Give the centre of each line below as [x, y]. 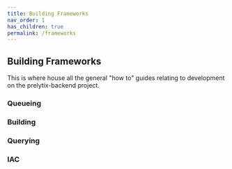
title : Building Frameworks [48, 14]
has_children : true [36, 26]
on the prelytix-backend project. [53, 86]
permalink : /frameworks [42, 33]
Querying [24, 140]
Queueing [24, 103]
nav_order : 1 [26, 20]
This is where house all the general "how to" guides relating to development [116, 78]
